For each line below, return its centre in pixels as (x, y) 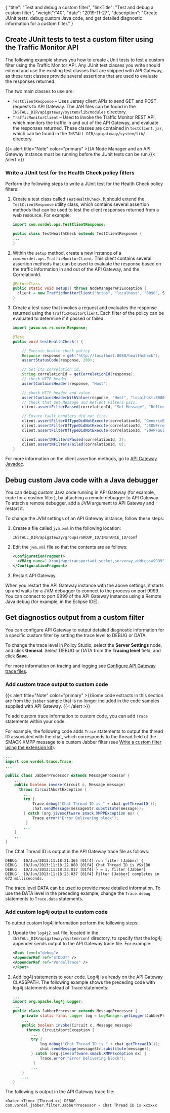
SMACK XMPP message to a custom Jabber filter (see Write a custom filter (83, 742)
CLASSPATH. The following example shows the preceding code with (84, 982)
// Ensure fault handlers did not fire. (65, 416)
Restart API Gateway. (35, 575)
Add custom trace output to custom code (57, 684)
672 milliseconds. (25, 878)
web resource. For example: (42, 215)
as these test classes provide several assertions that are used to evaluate (82, 76)
